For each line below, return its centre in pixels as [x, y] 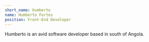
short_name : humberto [28, 10]
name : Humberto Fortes [29, 15]
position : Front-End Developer [38, 19]
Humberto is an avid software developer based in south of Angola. [74, 34]
